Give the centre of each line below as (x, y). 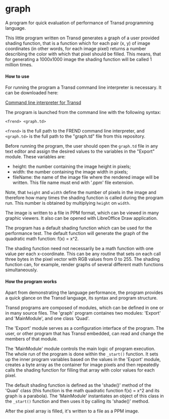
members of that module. (32, 339)
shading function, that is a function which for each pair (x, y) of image (78, 43)
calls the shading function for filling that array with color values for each (80, 370)
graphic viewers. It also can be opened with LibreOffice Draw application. (81, 218)
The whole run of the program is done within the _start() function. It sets (82, 354)
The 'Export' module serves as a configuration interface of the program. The (85, 328)
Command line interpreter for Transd (43, 103)
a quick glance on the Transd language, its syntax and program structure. (81, 298)
